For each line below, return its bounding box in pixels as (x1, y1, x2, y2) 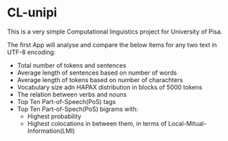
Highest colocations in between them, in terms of (27, 119, 167, 127)
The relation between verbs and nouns (16, 90, 127, 99)
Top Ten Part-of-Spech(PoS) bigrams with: (16, 105, 139, 113)
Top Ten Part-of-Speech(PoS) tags (16, 97, 116, 105)
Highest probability (27, 112, 82, 120)
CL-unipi (7, 5, 57, 21)
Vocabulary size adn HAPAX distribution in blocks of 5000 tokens (16, 83, 203, 91)
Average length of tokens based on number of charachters (16, 75, 183, 84)
